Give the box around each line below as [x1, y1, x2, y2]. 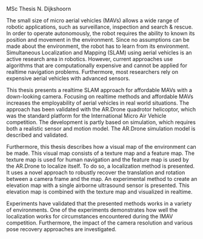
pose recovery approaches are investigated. [6, 226, 117, 232]
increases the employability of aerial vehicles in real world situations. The [6, 99, 190, 106]
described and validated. [6, 131, 68, 139]
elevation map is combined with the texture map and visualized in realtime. [6, 188, 193, 195]
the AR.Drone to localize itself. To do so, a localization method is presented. [6, 163, 195, 169]
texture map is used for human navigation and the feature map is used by [6, 156, 189, 163]
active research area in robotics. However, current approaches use [6, 56, 173, 62]
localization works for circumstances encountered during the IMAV [6, 213, 173, 220]
